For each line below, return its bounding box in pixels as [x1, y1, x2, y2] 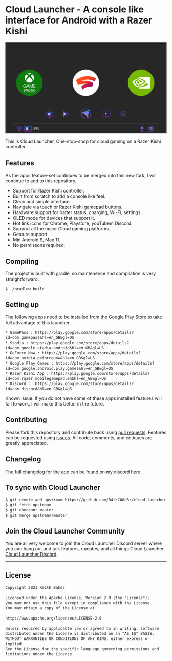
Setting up [5, 301, 39, 309]
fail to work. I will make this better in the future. [5, 400, 104, 407]
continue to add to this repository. [5, 178, 77, 184]
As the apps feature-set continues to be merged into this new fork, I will [5, 173, 157, 179]
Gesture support [12, 231, 48, 238]
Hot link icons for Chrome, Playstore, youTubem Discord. [12, 220, 133, 226]
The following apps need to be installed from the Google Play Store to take [5, 314, 162, 320]
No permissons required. [12, 242, 66, 248]
